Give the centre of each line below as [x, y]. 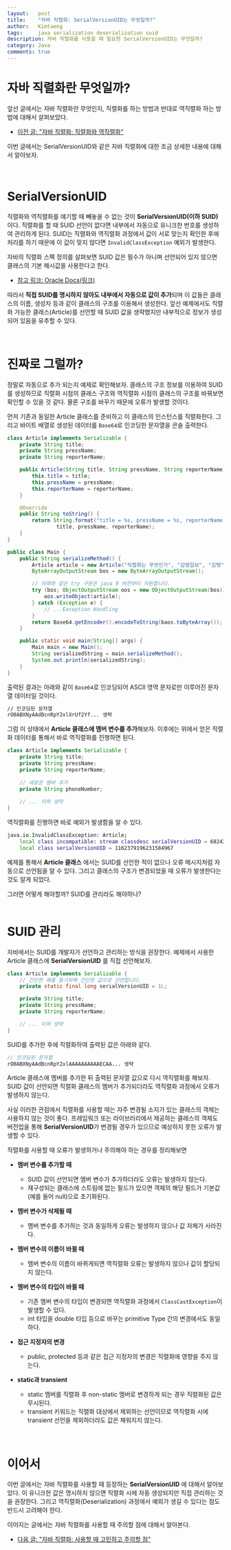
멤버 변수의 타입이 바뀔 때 [51, 1287]
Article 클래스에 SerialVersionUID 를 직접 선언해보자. [80, 960]
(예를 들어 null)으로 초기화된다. [68, 1197]
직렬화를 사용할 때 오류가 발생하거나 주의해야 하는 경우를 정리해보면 [97, 1150]
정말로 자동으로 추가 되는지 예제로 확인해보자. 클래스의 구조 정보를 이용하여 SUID [115, 384]
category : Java [29, 45]
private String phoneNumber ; [61, 789]
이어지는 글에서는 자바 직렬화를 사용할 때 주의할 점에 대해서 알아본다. [99, 1525]
